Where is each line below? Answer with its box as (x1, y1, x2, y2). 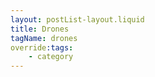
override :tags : (10, 42, 74, 53)
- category (28, 52, 74, 62)
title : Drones (10, 24, 70, 34)
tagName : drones (10, 33, 78, 43)
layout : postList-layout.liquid (10, 14, 145, 25)
